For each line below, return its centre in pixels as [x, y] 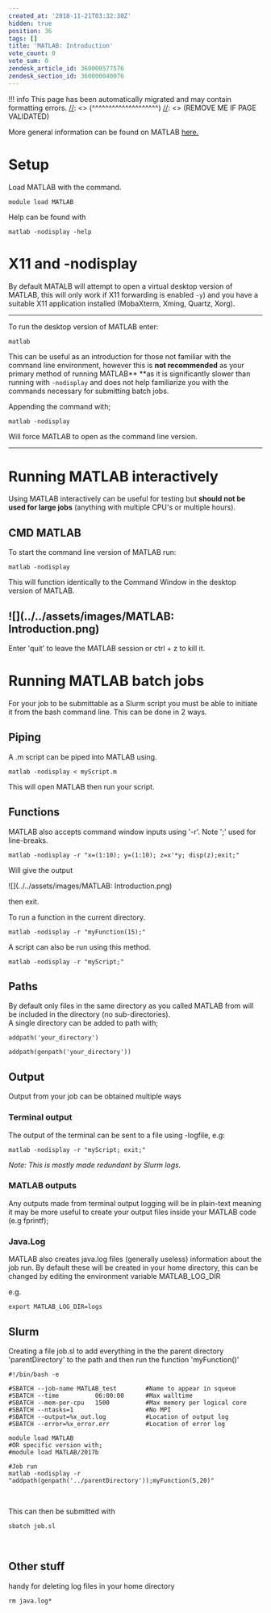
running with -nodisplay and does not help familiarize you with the [119, 382]
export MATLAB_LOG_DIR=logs [56, 1307]
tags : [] [23, 38]
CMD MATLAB [45, 533]
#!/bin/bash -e [34, 1374]
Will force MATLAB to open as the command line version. [103, 436]
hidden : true [30, 23]
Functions [34, 813]
